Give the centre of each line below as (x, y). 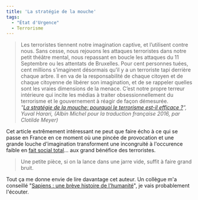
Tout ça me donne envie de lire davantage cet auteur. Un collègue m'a (92, 179)
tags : (13, 17)
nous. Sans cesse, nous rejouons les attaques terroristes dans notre (103, 51)
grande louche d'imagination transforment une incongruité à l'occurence (95, 144)
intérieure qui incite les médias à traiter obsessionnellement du (97, 95)
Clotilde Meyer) (39, 120)
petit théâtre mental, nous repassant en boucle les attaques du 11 (100, 57)
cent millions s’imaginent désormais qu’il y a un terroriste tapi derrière (106, 70)
